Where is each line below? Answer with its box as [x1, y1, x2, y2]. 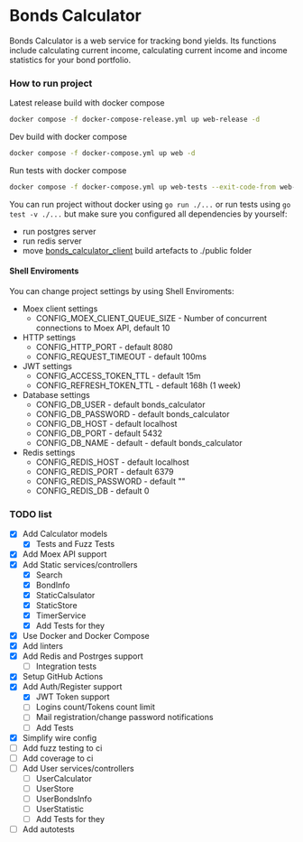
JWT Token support [35, 691, 110, 702]
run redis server [22, 236, 83, 246]
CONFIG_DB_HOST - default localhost [35, 419, 178, 430]
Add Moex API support [22, 549, 107, 560]
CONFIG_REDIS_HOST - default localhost [35, 457, 189, 467]
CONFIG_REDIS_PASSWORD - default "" [35, 476, 186, 487]
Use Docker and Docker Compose [22, 630, 151, 641]
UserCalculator [35, 773, 92, 783]
